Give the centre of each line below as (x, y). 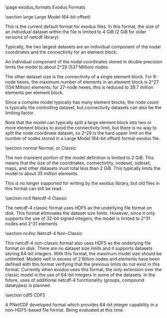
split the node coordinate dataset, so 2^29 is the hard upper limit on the (79, 133)
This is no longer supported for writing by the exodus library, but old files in (83, 183)
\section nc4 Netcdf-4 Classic (36, 198)
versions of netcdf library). (32, 37)
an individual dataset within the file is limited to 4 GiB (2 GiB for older (76, 32)
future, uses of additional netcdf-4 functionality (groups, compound (75, 280)
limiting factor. (20, 113)
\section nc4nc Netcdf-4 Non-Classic (44, 233)
